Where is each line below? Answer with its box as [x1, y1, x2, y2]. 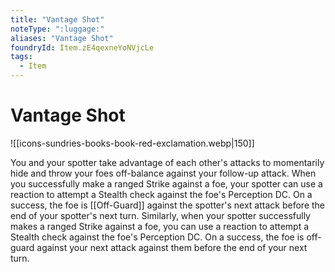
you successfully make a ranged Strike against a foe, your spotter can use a [10, 177, 323, 190]
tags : [10, 52, 33, 62]
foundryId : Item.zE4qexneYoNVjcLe [10, 42, 155, 53]
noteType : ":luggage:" [10, 24, 105, 34]
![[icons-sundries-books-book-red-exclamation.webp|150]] [10, 137, 255, 149]
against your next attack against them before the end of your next [36, 241, 308, 253]
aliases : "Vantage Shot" [10, 33, 114, 43]
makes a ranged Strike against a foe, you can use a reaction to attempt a [10, 220, 310, 232]
